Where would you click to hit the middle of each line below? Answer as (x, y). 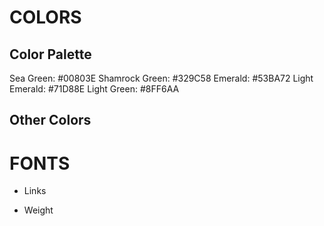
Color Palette (50, 54)
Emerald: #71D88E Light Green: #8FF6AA (94, 89)
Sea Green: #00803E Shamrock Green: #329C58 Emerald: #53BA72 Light (161, 78)
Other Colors (50, 120)
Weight (38, 210)
